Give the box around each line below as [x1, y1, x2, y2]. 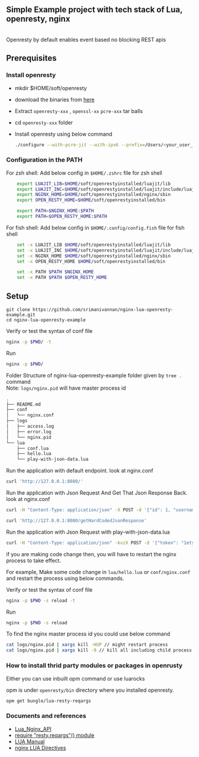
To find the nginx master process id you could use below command [6, 630, 171, 637]
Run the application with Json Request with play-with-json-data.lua [6, 528, 170, 535]
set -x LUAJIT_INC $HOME [17, 247, 78, 254]
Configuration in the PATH [6, 156, 83, 164]
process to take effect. [6, 557, 61, 564]
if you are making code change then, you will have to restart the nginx [6, 550, 176, 557]
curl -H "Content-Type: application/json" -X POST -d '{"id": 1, [6, 507, 171, 513]
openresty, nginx [6, 14, 70, 24]
